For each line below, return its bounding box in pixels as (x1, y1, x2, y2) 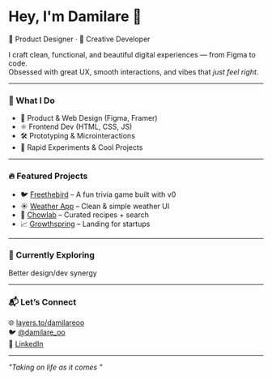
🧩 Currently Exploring (8, 250, 96, 261)
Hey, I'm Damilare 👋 (8, 7, 142, 26)
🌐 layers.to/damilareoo (8, 318, 85, 327)
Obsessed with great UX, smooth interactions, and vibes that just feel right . (8, 66, 259, 76)
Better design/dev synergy (8, 267, 97, 278)
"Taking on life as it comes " (8, 362, 103, 372)
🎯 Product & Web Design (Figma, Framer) (19, 113, 158, 123)
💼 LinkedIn (8, 339, 44, 349)
